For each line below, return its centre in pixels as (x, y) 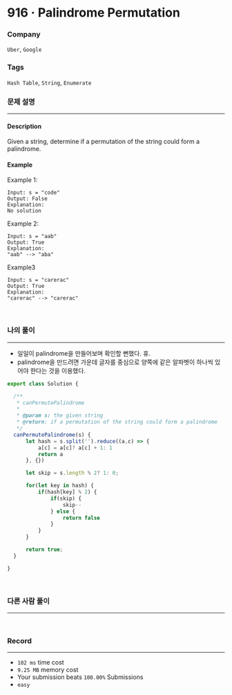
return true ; (44, 550)
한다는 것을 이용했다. (58, 370)
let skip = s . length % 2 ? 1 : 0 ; (72, 473)
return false (81, 518)
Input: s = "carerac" (38, 280)
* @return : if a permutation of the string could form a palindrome (117, 422)
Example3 (21, 267)
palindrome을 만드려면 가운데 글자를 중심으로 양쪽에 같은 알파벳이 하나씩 (115, 362)
